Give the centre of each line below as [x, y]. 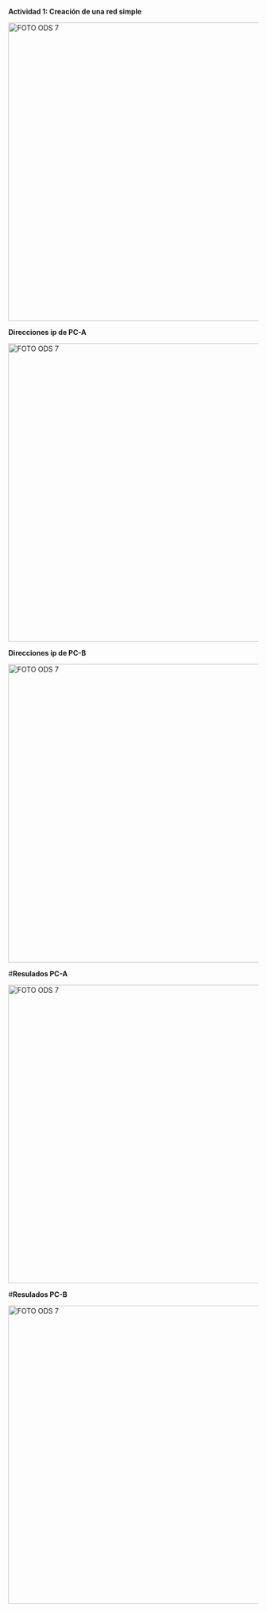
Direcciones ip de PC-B [47, 653]
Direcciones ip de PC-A [48, 332]
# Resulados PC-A [38, 973]
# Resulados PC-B [38, 1295]
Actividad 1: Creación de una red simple [75, 12]
